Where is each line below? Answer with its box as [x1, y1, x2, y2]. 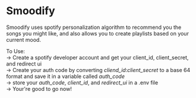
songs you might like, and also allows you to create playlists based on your [6, 30, 189, 37]
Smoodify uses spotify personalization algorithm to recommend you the [6, 24, 182, 31]
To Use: [6, 47, 26, 54]
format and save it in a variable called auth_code [6, 73, 125, 80]
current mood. [6, 36, 42, 43]
